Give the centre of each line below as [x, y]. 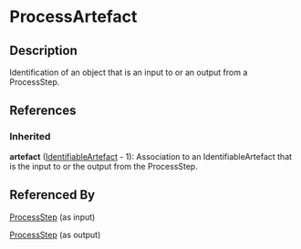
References [43, 111]
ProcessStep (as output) [55, 234]
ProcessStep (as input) [52, 217]
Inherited [30, 137]
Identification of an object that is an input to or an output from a [129, 72]
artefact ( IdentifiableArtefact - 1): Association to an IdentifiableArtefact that [151, 156]
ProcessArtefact [73, 17]
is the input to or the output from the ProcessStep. [104, 166]
